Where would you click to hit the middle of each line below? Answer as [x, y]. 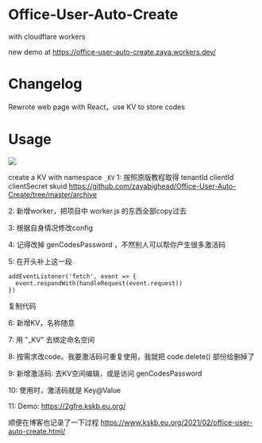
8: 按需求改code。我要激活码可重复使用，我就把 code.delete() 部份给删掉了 [131, 356]
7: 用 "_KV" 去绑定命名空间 [52, 339]
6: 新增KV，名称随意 [42, 323]
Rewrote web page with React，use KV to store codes [96, 107]
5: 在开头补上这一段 [40, 261]
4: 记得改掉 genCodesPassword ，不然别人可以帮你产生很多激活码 [117, 244]
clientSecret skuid [38, 186]
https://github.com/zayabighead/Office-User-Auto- [152, 186]
